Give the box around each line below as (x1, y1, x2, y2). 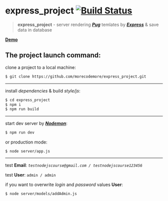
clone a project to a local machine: (5, 64, 76, 70)
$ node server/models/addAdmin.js (5, 191, 77, 196)
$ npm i (5, 102, 21, 107)
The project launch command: (5, 51, 101, 59)
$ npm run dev (5, 130, 35, 135)
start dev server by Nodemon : (5, 120, 67, 126)
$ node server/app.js (5, 149, 50, 154)
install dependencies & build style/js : (5, 87, 81, 93)
